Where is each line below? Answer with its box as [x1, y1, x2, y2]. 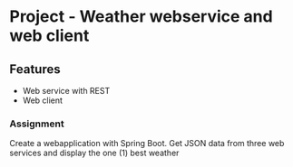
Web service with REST [22, 86, 111, 96]
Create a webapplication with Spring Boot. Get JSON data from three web [9, 138, 285, 149]
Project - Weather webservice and [9, 6, 274, 27]
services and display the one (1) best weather [9, 147, 180, 159]
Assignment [9, 117, 65, 130]
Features [9, 61, 61, 77]
